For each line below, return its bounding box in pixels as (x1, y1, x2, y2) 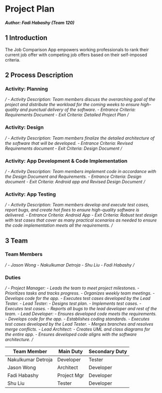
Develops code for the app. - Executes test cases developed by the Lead (5, 296, 151, 301)
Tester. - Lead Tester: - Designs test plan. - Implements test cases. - (5, 300, 142, 306)
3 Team (5, 236, 28, 245)
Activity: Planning (5, 85, 48, 92)
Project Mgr (57, 372, 84, 379)
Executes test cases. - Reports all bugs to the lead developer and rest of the (5, 306, 157, 312)
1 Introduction (5, 34, 47, 42)
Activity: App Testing (5, 190, 56, 197)
